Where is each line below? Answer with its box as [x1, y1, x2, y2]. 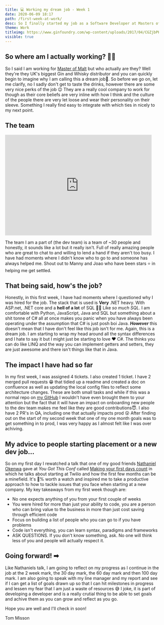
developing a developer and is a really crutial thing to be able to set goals [5, 591, 152, 597]
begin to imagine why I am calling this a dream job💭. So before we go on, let [5, 76, 158, 82]
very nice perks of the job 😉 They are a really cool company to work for [5, 86, 150, 92]
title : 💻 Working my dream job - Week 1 [5, 7, 90, 12]
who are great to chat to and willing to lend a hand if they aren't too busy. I [5, 250, 155, 255]
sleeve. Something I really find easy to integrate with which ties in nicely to [5, 102, 155, 108]
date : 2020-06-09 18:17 [5, 12, 54, 17]
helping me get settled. [5, 267, 52, 273]
